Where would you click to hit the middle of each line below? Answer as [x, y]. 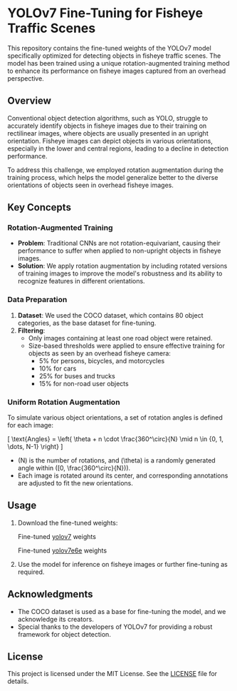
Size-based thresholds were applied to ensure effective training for [127, 345]
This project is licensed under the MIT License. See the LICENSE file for [112, 674]
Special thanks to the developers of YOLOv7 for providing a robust [115, 627]
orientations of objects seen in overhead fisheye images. [91, 185]
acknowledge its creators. [56, 619]
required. [31, 572]
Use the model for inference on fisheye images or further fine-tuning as [122, 564]
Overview [30, 101]
